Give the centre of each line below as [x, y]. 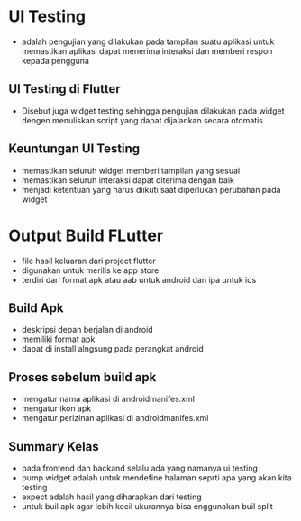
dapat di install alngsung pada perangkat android [112, 349]
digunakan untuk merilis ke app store [90, 270]
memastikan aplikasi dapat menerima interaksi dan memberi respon [147, 50]
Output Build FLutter [86, 235]
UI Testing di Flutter [64, 89]
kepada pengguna [55, 60]
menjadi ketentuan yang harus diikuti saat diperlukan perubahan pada [151, 189]
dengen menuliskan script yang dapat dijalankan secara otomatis [142, 120]
